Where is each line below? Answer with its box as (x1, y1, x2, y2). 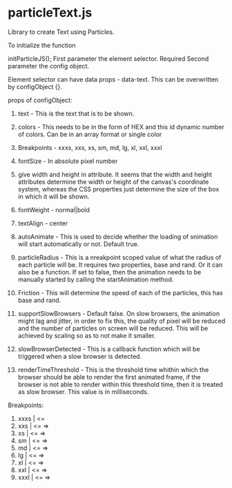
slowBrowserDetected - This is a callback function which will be (17, 344, 200, 353)
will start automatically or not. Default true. (17, 240, 139, 248)
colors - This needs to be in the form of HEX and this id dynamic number (17, 122, 225, 131)
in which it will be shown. (17, 192, 90, 200)
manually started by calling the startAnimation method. (17, 275, 174, 283)
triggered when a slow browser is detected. (17, 352, 142, 360)
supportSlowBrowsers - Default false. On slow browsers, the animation (17, 309, 220, 317)
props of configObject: (8, 95, 72, 104)
